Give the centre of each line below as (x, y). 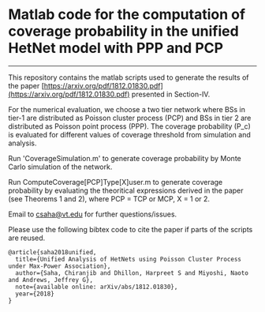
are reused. (27, 238)
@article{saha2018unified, (52, 252)
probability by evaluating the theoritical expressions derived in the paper (126, 190)
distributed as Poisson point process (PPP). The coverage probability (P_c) (129, 126)
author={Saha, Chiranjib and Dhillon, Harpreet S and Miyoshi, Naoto (132, 273)
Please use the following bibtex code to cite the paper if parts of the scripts (131, 229)
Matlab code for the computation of (127, 15)
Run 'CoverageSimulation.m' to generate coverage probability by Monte (125, 158)
